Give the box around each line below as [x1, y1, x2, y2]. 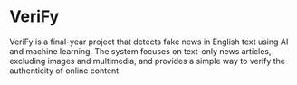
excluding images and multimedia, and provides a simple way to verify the [9, 55, 286, 66]
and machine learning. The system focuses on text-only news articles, [9, 45, 272, 56]
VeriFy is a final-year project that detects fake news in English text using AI [9, 36, 289, 47]
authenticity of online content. [9, 65, 121, 76]
